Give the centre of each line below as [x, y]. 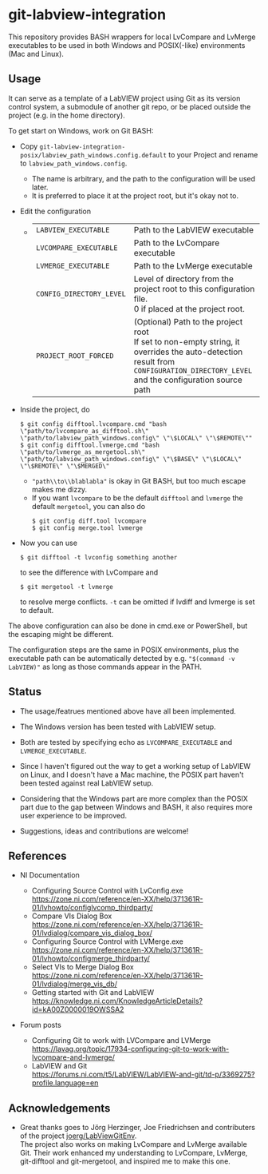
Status [25, 692]
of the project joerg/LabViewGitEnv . [78, 1136]
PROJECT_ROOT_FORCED [75, 356]
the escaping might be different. [61, 634]
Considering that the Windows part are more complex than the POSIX [134, 798]
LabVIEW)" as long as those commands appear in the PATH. [105, 667]
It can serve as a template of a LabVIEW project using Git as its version [124, 98]
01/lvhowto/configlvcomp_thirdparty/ [92, 908]
